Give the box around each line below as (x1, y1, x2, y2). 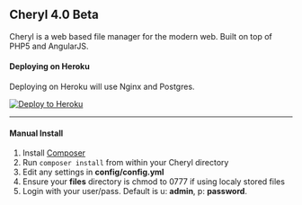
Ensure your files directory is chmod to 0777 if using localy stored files (22, 176, 286, 187)
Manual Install (9, 128, 64, 138)
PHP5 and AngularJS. (9, 40, 89, 51)
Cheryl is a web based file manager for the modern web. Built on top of (9, 31, 272, 41)
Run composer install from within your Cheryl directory (22, 157, 229, 168)
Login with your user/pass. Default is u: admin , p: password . (22, 186, 247, 197)
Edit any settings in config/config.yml (22, 166, 164, 178)
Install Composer (22, 147, 86, 158)
